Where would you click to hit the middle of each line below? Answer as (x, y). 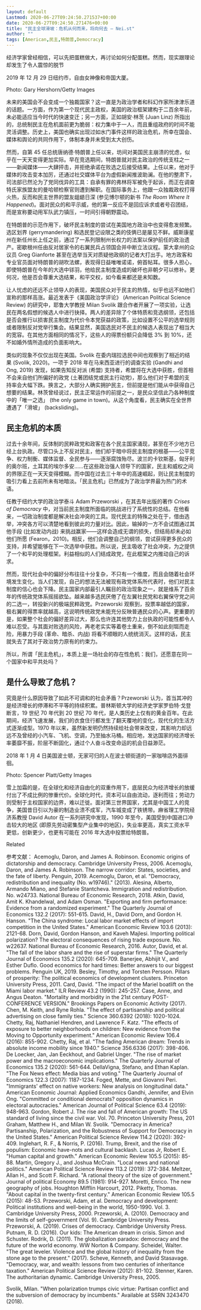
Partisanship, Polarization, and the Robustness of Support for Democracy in (99, 1130)
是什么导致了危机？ (42, 683)
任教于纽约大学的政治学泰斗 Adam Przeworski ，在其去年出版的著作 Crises (98, 501)
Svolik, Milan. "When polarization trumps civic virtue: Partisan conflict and (98, 1288)
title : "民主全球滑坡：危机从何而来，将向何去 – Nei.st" (70, 28)
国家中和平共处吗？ (35, 661)
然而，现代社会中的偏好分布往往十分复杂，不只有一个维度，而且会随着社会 (98, 574)
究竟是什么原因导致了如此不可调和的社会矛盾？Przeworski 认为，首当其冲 (97, 698)
